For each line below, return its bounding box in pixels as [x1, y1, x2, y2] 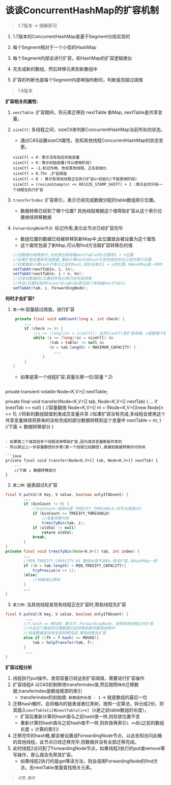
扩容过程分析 [5, 664, 32, 670]
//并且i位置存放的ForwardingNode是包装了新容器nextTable [12, 281, 126, 286]
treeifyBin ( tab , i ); [41, 520, 85, 525]
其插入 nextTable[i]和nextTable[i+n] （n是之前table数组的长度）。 [12, 707, 149, 713]
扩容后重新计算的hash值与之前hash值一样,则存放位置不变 [20, 713, 140, 719]
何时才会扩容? [5, 295, 35, 301]
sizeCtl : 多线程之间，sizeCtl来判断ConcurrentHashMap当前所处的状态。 [12, 126, 165, 133]
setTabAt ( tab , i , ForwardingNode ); [12, 286, 89, 291]
